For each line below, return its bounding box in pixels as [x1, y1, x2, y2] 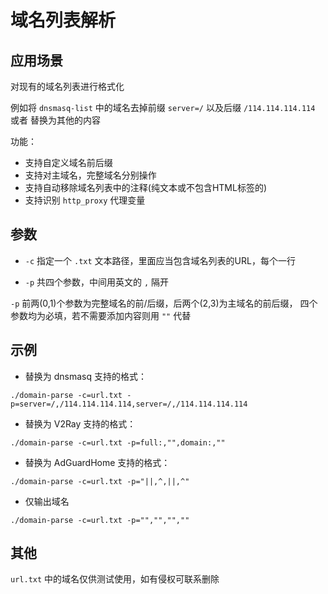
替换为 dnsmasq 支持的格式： [24, 370, 147, 382]
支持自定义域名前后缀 [24, 157, 113, 168]
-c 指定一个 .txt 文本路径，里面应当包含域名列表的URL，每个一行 [24, 254, 296, 266]
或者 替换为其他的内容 [10, 114, 101, 126]
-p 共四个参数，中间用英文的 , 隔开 [24, 276, 170, 288]
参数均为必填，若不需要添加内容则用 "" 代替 [10, 309, 192, 321]
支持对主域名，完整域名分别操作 [24, 169, 157, 181]
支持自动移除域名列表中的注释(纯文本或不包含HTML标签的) [24, 182, 268, 193]
